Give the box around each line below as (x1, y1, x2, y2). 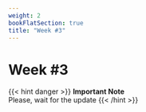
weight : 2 (8, 11, 41, 20)
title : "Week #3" (8, 26, 66, 34)
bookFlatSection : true (8, 19, 84, 27)
